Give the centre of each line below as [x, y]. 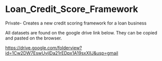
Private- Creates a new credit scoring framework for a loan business [76, 23]
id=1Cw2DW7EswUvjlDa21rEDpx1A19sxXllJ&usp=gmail [62, 53]
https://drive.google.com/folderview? [44, 47]
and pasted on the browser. [34, 38]
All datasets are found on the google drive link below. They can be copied [81, 32]
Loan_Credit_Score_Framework [72, 9]
